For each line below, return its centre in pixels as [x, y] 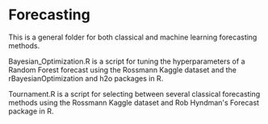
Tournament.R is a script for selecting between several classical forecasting [134, 93]
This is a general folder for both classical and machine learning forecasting [133, 37]
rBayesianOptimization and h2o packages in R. [86, 78]
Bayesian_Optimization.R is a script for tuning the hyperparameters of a [127, 61]
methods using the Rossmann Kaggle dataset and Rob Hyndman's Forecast [134, 102]
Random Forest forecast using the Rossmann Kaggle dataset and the [122, 69]
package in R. [31, 111]
